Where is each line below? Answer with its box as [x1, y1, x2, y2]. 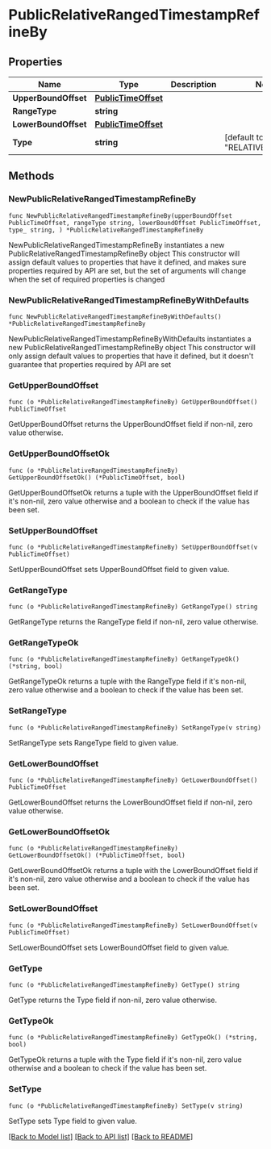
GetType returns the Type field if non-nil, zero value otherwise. [8, 995, 218, 1005]
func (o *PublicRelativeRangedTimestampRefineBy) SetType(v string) [8, 1101, 244, 1110]
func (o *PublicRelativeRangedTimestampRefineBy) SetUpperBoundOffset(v [8, 543, 258, 551]
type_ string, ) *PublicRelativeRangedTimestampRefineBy [8, 226, 204, 234]
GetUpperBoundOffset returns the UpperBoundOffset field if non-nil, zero [8, 420, 253, 429]
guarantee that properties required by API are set [8, 359, 172, 369]
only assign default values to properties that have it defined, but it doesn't [8, 351, 254, 361]
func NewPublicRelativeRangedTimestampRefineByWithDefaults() [8, 312, 222, 320]
